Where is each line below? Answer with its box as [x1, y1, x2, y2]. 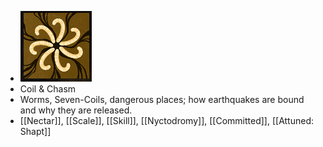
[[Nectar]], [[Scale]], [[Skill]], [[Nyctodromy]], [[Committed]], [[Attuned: [19, 115, 314, 126]
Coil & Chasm [19, 83, 77, 95]
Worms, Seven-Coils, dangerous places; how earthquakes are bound [19, 94, 305, 105]
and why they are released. [19, 104, 133, 116]
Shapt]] [19, 126, 52, 137]
